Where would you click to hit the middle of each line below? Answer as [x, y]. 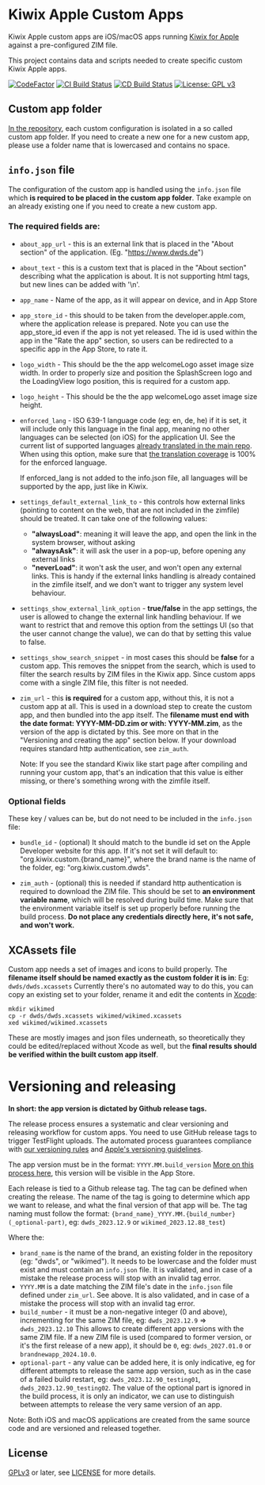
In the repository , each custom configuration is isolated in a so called [121, 128]
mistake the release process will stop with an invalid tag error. [120, 1278]
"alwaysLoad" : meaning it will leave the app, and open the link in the [144, 534]
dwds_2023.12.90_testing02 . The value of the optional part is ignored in [135, 1387]
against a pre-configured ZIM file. [63, 44]
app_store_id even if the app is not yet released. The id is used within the [138, 332]
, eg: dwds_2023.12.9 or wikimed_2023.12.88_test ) [145, 1222]
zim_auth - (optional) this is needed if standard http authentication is [131, 883]
